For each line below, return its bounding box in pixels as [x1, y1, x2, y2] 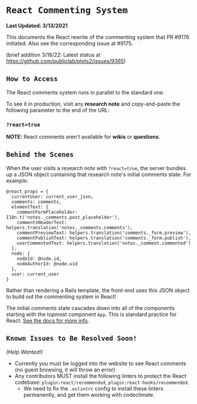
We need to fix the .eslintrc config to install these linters [23, 385, 163, 392]
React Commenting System [6, 5, 128, 16]
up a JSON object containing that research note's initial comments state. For [6, 171, 192, 178]
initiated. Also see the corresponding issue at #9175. [6, 40, 133, 47]
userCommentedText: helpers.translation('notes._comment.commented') [17, 240, 192, 246]
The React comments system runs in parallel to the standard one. [6, 89, 165, 96]
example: [6, 177, 28, 184]
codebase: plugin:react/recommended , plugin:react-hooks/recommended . [14, 379, 189, 386]
